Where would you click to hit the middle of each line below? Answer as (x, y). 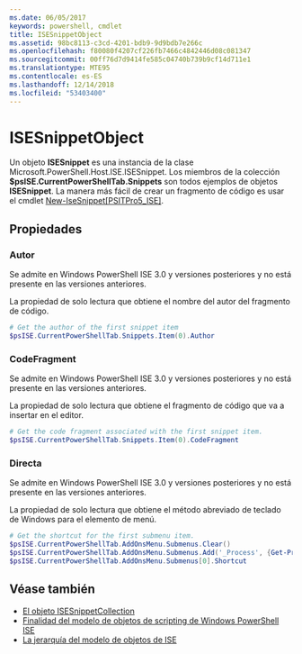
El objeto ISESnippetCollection (78, 611)
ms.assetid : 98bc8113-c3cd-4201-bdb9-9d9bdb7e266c (106, 43)
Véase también (53, 590)
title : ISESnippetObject (56, 34)
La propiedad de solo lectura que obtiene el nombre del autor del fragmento (150, 302)
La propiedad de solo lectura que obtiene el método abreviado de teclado (145, 510)
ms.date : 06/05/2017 (48, 18)
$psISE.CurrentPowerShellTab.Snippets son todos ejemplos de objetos (144, 182)
